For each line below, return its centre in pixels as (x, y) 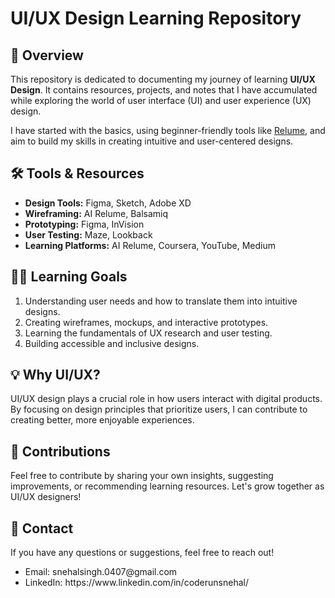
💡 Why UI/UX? (55, 375)
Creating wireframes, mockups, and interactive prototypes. (146, 322)
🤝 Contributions (60, 451)
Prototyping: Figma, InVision (84, 224)
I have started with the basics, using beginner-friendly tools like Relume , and (168, 130)
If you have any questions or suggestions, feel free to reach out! (142, 553)
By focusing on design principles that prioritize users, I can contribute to (159, 409)
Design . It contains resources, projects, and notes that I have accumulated (164, 90)
